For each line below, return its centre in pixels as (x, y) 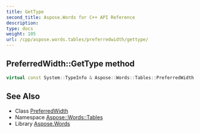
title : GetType (25, 12)
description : (22, 23)
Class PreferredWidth (42, 111)
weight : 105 (21, 34)
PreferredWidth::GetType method (70, 64)
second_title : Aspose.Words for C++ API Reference (71, 17)
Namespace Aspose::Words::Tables (59, 117)
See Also (23, 96)
